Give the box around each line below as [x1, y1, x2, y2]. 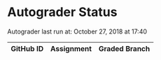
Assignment [50, 43, 92, 53]
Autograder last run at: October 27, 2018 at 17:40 [7, 27, 148, 36]
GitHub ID [10, 43, 44, 53]
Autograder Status [7, 4, 118, 20]
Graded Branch [98, 43, 150, 53]
